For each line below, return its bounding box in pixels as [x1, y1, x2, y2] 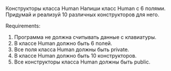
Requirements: [5, 23, 40, 29]
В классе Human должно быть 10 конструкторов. [13, 52, 137, 59]
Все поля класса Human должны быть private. [13, 46, 129, 53]
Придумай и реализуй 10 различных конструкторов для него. [5, 11, 159, 18]
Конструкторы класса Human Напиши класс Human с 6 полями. [5, 5, 166, 12]
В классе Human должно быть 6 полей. [13, 40, 112, 47]
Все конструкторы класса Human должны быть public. [13, 58, 151, 65]
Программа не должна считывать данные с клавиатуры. [13, 34, 156, 40]
